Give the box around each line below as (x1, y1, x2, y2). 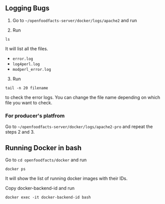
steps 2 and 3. (5, 129, 35, 135)
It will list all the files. (5, 45, 48, 52)
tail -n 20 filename (5, 85, 49, 90)
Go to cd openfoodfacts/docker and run (5, 157, 87, 163)
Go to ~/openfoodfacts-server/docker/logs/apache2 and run (12, 17, 137, 23)
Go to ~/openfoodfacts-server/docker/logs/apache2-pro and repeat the (5, 124, 153, 130)
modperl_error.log (12, 67, 51, 72)
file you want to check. (5, 99, 53, 106)
